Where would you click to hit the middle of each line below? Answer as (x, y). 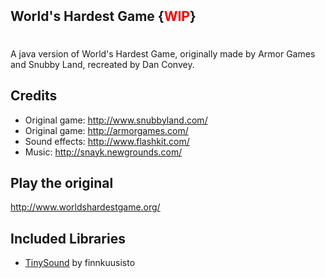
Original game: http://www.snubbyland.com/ (116, 120)
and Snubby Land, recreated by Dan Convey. (102, 64)
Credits (34, 96)
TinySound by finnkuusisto (80, 263)
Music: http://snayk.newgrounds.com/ (103, 152)
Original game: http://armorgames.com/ (106, 130)
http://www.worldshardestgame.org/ (85, 207)
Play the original (62, 183)
